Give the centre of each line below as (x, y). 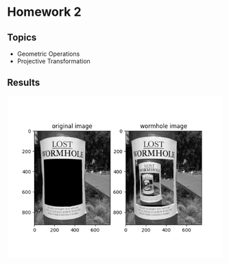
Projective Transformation (53, 61)
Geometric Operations (48, 54)
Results (24, 83)
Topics (22, 37)
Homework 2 (44, 12)
